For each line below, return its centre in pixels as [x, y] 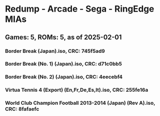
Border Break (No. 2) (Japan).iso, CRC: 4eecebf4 [64, 77]
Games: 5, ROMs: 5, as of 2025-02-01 [63, 37]
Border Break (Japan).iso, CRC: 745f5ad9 [55, 51]
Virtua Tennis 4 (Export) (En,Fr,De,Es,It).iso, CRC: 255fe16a [77, 90]
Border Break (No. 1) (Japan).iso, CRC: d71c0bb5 [64, 64]
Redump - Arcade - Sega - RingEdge [80, 9]
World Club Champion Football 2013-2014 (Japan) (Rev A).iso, [80, 103]
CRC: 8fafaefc [22, 109]
